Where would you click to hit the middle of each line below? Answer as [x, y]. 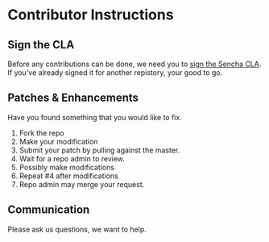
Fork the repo [42, 133]
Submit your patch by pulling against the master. [99, 150]
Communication [49, 210]
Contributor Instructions [91, 15]
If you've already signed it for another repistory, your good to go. [115, 73]
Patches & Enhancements [73, 98]
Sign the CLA [41, 45]
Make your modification [58, 141]
